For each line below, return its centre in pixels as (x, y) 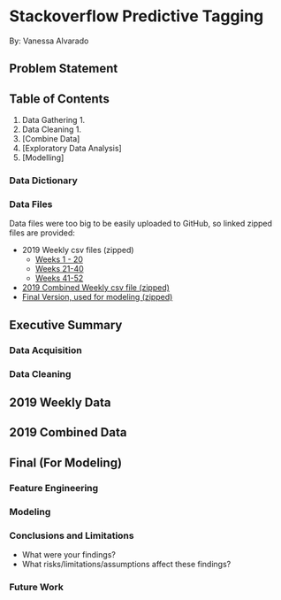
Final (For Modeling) (65, 462)
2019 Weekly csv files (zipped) (78, 250)
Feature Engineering (54, 488)
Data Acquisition (46, 350)
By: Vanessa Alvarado (49, 41)
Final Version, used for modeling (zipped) (97, 297)
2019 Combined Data (68, 432)
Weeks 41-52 (59, 278)
